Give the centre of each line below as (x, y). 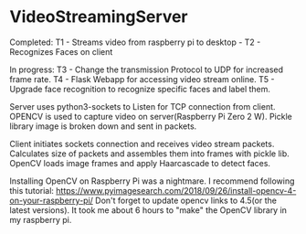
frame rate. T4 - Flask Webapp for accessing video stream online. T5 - (142, 79)
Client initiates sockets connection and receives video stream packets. (142, 144)
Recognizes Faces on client (61, 51)
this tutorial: (32, 190)
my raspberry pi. (41, 219)
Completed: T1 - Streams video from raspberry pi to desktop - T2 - (135, 42)
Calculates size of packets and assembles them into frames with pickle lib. (149, 154)
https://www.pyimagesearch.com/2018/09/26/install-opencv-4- (176, 190)
